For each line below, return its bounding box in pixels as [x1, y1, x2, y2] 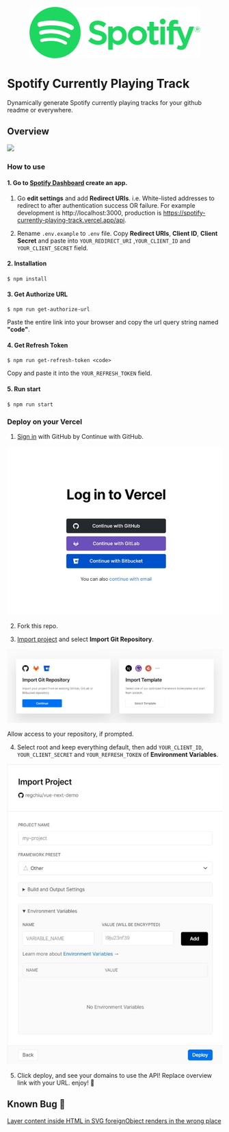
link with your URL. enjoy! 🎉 [16, 1079, 94, 1087]
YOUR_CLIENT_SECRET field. [16, 243, 89, 252]
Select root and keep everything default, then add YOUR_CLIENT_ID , [16, 743, 204, 751]
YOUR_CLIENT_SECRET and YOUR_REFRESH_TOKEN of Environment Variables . [16, 750, 219, 758]
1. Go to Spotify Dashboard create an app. [7, 179, 128, 187]
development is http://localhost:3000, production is [16, 208, 162, 217]
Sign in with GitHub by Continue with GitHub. [16, 432, 144, 440]
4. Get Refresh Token [7, 341, 68, 349]
